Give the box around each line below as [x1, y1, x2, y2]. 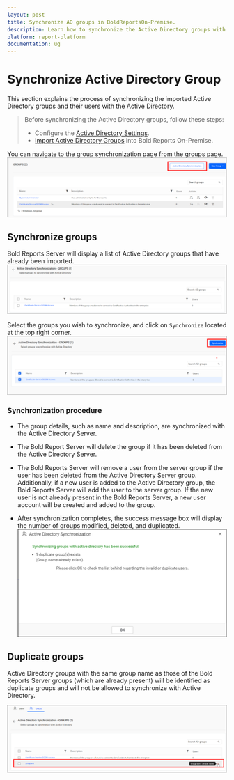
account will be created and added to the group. [17, 500, 156, 508]
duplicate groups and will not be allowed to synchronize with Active [7, 683, 201, 692]
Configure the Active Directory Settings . [34, 129, 150, 137]
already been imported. [7, 257, 75, 265]
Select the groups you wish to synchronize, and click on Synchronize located [7, 321, 227, 329]
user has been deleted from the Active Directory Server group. [17, 471, 197, 479]
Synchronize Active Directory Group [7, 72, 221, 87]
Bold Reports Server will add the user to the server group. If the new [17, 485, 214, 494]
